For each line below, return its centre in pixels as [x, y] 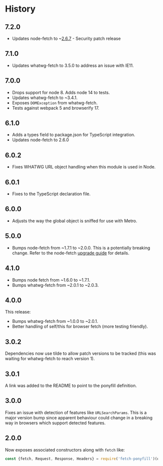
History [20, 9]
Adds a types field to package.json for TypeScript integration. [73, 135]
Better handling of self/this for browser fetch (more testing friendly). [80, 327]
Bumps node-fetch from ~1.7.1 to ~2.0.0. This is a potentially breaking [81, 248]
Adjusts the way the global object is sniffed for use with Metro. [74, 221]
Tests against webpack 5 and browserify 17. [56, 108]
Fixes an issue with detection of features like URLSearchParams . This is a [76, 412]
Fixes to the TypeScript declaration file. [51, 194]
